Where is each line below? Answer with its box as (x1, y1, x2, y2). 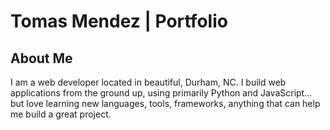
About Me (10, 50, 73, 67)
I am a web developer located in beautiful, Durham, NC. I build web (10, 76, 287, 88)
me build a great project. (10, 108, 112, 120)
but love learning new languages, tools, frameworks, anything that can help (10, 98, 321, 109)
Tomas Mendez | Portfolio (10, 10, 228, 33)
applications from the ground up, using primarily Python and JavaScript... (10, 87, 313, 99)
